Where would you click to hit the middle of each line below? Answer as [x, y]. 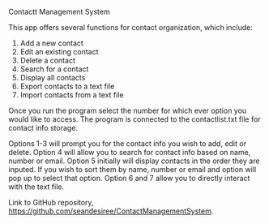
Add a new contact [51, 43]
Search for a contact [54, 69]
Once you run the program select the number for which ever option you [128, 110]
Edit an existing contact [59, 52]
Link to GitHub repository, [51, 202]
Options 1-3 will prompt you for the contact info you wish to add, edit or [128, 144]
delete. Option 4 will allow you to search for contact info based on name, [130, 152]
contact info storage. [43, 128]
